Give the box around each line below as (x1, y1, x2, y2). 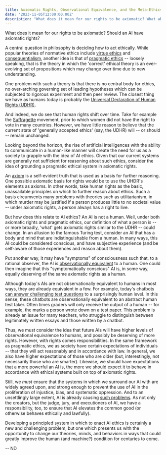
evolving (5, 66, 23, 72)
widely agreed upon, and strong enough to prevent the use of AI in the (5, 384, 148, 390)
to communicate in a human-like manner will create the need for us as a (5, 147, 151, 154)
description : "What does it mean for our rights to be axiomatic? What (5, 16, 156, 21)
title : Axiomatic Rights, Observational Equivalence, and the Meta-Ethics (5, 7, 163, 12)
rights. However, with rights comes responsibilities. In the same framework (5, 338, 157, 343)
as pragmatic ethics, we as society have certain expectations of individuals (5, 343, 158, 349)
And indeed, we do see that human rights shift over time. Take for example (5, 112, 157, 117)
